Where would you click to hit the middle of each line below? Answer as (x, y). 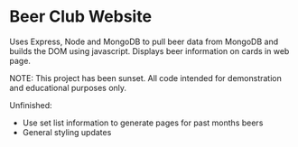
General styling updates (67, 132)
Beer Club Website (80, 17)
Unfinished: (31, 105)
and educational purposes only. (68, 87)
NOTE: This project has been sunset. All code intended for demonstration (145, 78)
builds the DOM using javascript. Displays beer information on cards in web (149, 51)
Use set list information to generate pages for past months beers (143, 123)
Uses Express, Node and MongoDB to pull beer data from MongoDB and (144, 41)
